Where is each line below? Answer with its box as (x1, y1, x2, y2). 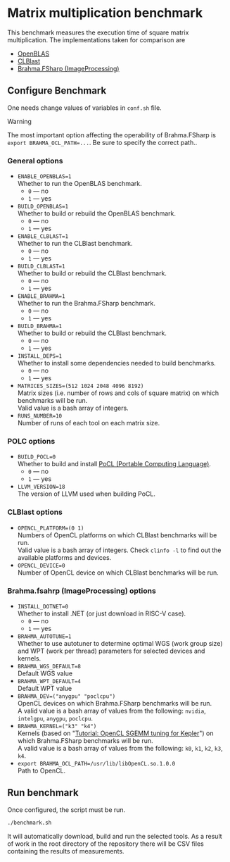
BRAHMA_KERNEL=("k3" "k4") (17, 723, 97, 730)
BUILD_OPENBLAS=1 (17, 203, 69, 211)
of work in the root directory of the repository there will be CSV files (7, 839, 204, 848)
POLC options (7, 436, 56, 446)
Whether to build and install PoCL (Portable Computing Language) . (17, 460, 211, 468)
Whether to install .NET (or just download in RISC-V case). (17, 609, 186, 618)
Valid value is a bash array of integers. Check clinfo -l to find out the (17, 546, 222, 554)
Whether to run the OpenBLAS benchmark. (17, 180, 142, 188)
